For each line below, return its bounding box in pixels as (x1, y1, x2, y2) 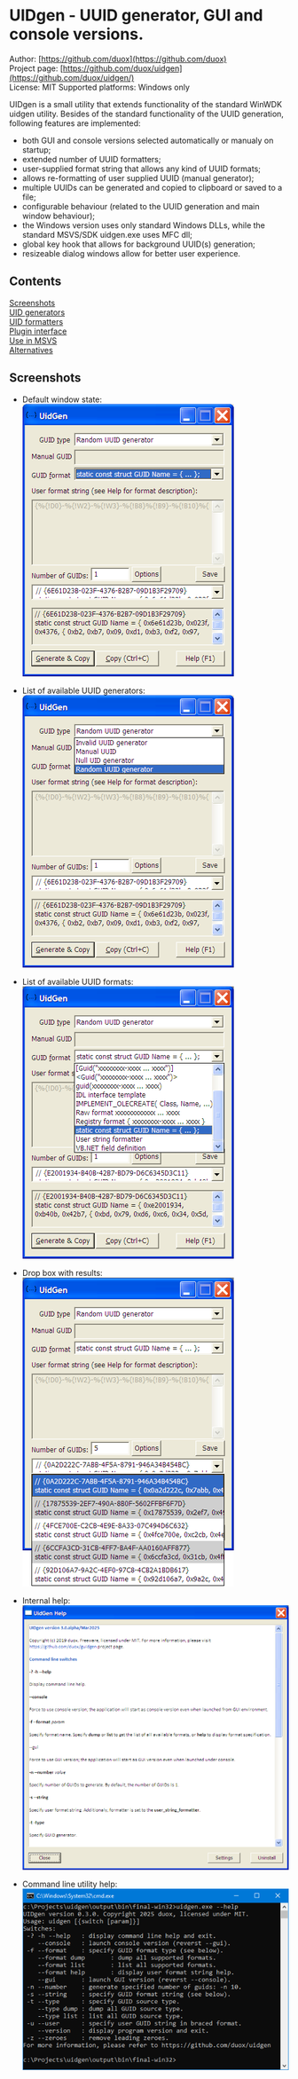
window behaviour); (21, 210, 96, 221)
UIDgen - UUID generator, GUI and (9, 5, 263, 26)
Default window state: (21, 394, 103, 405)
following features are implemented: (9, 117, 141, 129)
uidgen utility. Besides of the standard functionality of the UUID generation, (9, 108, 284, 119)
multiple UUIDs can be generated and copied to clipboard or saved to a (21, 182, 283, 193)
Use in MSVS (9, 335, 58, 346)
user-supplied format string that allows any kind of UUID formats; (21, 163, 262, 174)
